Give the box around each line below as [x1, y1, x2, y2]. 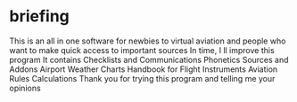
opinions [9, 82, 42, 93]
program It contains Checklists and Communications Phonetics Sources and [9, 54, 289, 65]
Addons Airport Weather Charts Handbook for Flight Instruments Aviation [9, 64, 278, 75]
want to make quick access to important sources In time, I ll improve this [9, 44, 275, 55]
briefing [9, 6, 70, 27]
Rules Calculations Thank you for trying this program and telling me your [9, 73, 276, 83]
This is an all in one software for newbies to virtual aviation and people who [9, 35, 286, 46]
